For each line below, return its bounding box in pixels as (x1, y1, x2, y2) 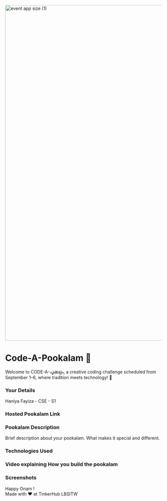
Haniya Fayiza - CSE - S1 (5, 398, 56, 404)
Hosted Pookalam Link (5, 411, 61, 417)
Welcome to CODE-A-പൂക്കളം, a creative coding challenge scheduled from (5, 369, 157, 375)
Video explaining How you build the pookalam (5, 461, 118, 468)
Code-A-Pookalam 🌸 (5, 352, 91, 364)
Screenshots (5, 474, 37, 481)
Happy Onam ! (5, 486, 35, 492)
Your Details (5, 387, 36, 394)
